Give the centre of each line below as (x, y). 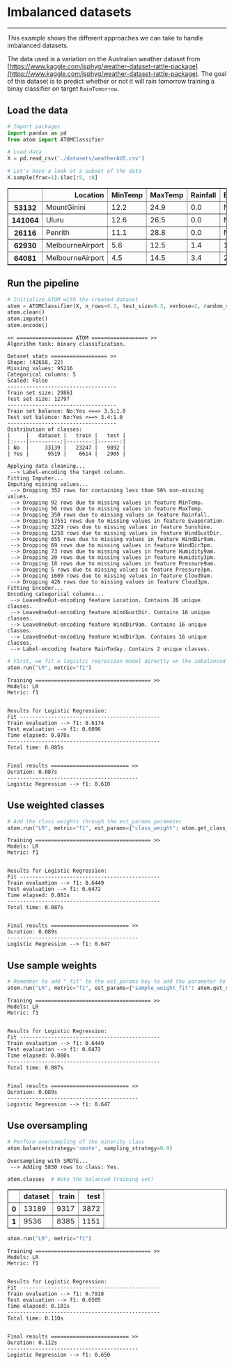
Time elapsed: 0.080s (39, 1055)
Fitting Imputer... (36, 478)
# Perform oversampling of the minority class (76, 1142)
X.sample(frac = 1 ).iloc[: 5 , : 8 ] (53, 178)
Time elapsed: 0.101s (39, 1306)
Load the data (38, 110)
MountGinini (66, 207)
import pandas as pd (37, 133)
